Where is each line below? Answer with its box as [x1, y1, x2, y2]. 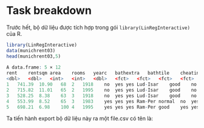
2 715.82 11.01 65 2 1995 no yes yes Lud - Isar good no [6, 87, 197, 93]
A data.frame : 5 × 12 [6, 64, 61, 70]
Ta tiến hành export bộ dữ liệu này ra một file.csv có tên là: [6, 115, 154, 122]
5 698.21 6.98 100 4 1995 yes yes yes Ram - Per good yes [6, 104, 189, 110]
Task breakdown [6, 4, 92, 18]
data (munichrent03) [6, 47, 56, 53]
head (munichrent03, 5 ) [6, 53, 61, 59]
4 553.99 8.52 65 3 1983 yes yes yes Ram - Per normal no [6, 98, 186, 104]
